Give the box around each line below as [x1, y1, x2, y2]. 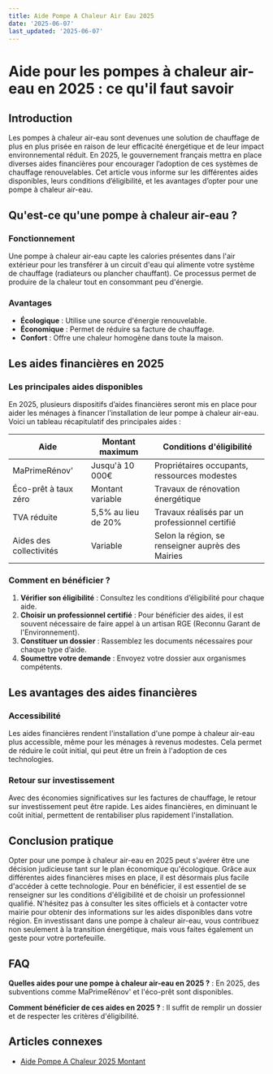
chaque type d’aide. [19, 645, 87, 655]
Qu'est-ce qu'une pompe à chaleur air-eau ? [8, 208, 238, 222]
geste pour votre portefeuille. [8, 933, 106, 943]
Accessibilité [8, 710, 61, 721]
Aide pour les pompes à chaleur [8, 62, 227, 80]
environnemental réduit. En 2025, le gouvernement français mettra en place [8, 150, 262, 160]
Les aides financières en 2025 [8, 357, 165, 370]
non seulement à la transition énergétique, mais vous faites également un [8, 925, 253, 934]
